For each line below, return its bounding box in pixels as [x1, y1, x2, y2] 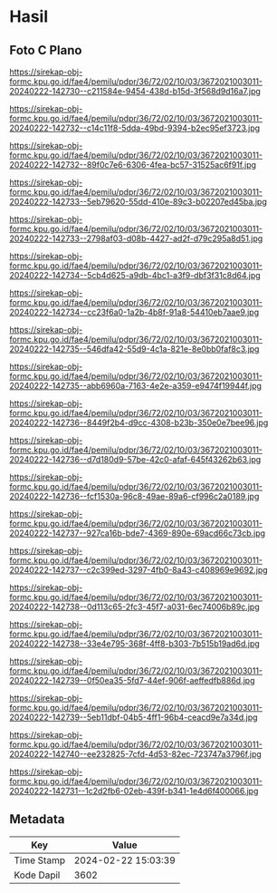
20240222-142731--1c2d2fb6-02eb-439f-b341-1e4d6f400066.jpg [9, 786, 259, 796]
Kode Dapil [14, 869, 61, 881]
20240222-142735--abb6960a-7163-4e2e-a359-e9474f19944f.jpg [9, 381, 263, 391]
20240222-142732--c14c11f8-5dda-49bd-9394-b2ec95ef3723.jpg [9, 122, 261, 133]
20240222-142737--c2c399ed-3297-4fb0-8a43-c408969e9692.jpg [9, 565, 269, 575]
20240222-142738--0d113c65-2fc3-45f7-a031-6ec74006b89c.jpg [9, 601, 260, 612]
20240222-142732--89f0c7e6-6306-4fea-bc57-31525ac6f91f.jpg [9, 160, 256, 170]
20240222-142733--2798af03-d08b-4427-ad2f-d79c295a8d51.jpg [9, 233, 263, 244]
